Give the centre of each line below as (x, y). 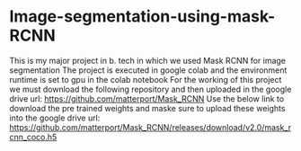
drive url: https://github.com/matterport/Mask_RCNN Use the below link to (147, 98)
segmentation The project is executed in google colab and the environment (148, 70)
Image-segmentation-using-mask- (142, 17)
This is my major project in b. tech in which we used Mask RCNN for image (147, 60)
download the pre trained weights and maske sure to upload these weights (147, 108)
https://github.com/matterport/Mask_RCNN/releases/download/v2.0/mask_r (150, 127)
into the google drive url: (55, 118)
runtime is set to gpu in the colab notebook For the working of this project (146, 79)
